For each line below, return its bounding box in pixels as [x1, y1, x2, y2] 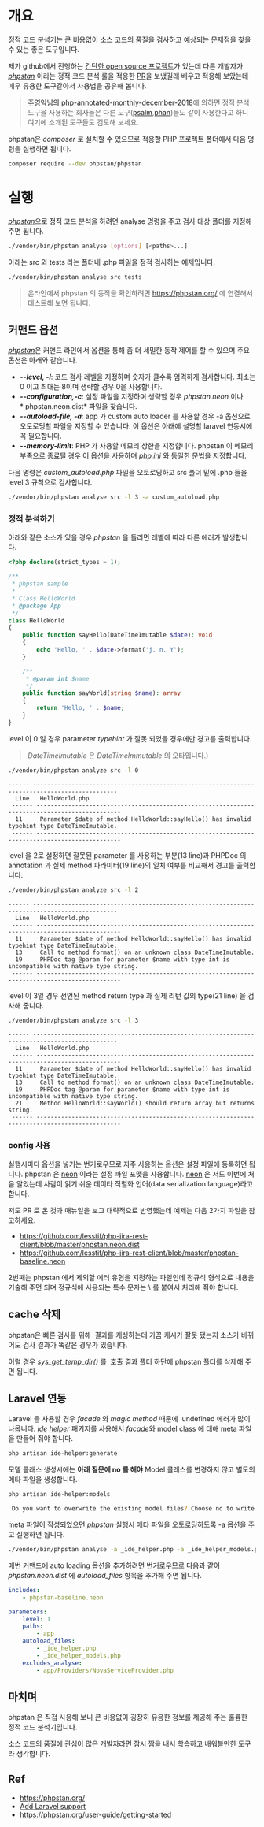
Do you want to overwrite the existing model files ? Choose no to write [11, 1505, 255, 1513]
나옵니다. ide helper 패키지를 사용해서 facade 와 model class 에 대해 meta [8, 1424, 237, 1434]
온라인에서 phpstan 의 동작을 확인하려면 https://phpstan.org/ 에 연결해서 [27, 288, 253, 298]
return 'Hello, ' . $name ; [36, 704, 125, 712]
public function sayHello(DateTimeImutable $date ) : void [22, 631, 213, 639]
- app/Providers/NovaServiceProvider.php [36, 1666, 174, 1674]
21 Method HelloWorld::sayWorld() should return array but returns [15, 1100, 255, 1108]
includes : [8, 1586, 41, 1594]
